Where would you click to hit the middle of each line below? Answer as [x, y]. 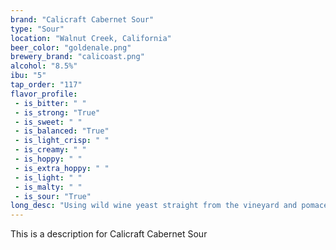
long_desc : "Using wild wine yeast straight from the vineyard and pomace [169, 206]
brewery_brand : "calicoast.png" [77, 57]
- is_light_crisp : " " [62, 141]
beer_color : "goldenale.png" [71, 47]
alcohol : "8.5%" [44, 66]
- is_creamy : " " [50, 150]
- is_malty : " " [48, 187]
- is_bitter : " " [50, 103]
